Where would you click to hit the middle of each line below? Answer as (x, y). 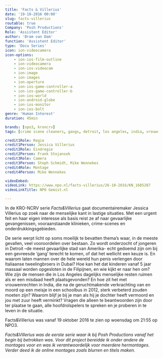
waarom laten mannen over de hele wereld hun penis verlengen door (74, 259)
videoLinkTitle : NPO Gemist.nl (37, 190)
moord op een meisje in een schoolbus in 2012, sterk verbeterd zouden (76, 290)
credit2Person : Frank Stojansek (38, 154)
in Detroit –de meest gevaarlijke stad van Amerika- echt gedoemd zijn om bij (81, 248)
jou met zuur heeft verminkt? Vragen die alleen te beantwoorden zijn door (79, 300)
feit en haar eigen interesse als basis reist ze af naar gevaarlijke (69, 218)
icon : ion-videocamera (28, 50)
